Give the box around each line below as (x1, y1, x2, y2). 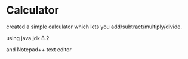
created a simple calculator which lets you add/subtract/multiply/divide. (6, 23, 182, 30)
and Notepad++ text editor (6, 45, 72, 53)
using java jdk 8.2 (6, 34, 50, 41)
